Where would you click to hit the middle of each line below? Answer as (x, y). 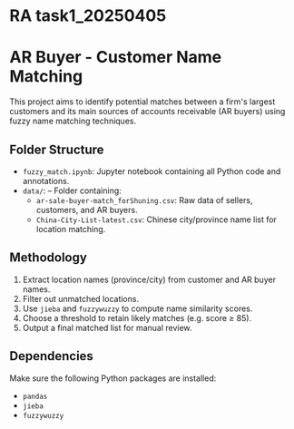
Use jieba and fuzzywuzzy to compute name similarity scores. (137, 308)
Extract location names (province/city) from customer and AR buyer (149, 279)
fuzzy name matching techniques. (73, 121)
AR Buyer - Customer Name (116, 58)
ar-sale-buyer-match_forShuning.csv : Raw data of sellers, (144, 200)
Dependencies (51, 356)
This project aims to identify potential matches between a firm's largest (142, 102)
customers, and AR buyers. (87, 210)
